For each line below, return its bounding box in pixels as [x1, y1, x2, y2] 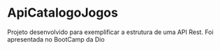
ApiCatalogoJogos [7, 5, 119, 21]
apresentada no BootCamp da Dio [7, 35, 105, 43]
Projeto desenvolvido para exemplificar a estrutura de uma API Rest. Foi [7, 28, 214, 36]
